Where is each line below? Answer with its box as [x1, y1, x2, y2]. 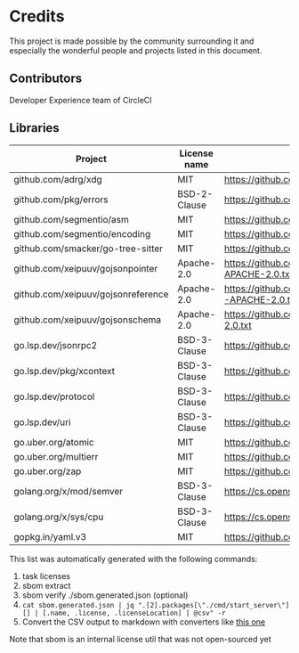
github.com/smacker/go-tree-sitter [13, 242, 163, 255]
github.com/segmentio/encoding [13, 227, 151, 240]
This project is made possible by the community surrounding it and [9, 36, 255, 46]
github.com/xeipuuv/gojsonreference [13, 288, 169, 300]
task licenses [21, 570, 71, 581]
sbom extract [21, 580, 71, 591]
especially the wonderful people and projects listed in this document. [9, 45, 263, 55]
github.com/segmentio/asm [13, 213, 129, 225]
